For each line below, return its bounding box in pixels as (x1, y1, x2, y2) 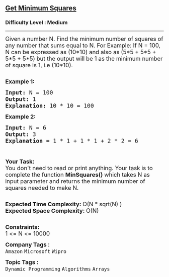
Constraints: (5, 223, 40, 230)
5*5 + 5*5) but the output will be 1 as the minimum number (5, 55, 163, 62)
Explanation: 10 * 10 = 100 (5, 102, 94, 109)
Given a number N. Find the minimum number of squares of (5, 35, 163, 42)
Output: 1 (5, 95, 36, 102)
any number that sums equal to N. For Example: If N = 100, (5, 42, 161, 49)
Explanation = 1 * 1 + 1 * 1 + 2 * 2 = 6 (5, 137, 138, 145)
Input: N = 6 (5, 124, 47, 131)
